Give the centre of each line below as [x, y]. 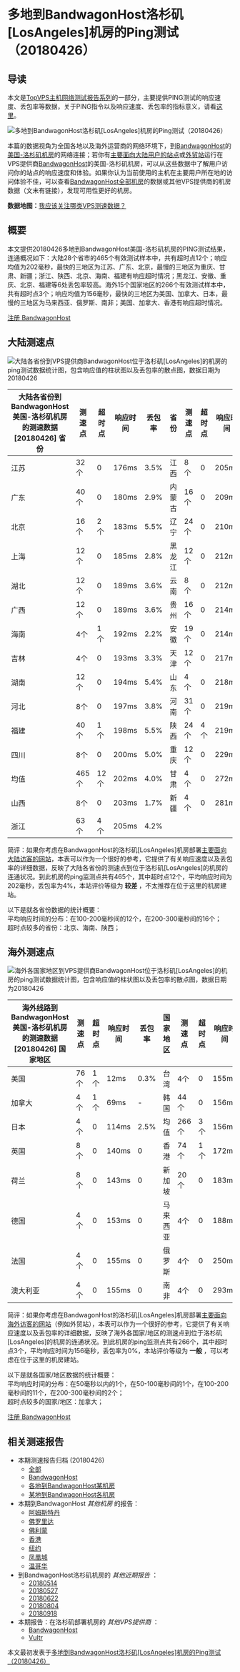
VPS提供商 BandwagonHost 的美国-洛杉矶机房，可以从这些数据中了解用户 [115, 164]
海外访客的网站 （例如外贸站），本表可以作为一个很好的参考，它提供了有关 [115, 1324]
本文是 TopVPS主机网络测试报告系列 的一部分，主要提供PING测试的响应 [111, 98]
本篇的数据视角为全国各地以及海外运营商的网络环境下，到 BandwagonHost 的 [120, 146]
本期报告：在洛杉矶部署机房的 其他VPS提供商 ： [88, 1622]
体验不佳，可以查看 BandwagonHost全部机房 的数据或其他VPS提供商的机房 [122, 182]
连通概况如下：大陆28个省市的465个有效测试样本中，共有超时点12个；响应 [117, 257]
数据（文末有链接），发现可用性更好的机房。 [71, 191]
